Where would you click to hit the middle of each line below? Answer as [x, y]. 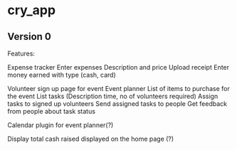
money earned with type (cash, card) [62, 75]
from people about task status [52, 111]
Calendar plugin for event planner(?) [60, 125]
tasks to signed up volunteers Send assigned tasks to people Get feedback [117, 104]
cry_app [31, 10]
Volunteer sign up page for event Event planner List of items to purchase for [118, 89]
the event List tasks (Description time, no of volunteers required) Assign [113, 96]
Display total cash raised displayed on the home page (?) [91, 139]
